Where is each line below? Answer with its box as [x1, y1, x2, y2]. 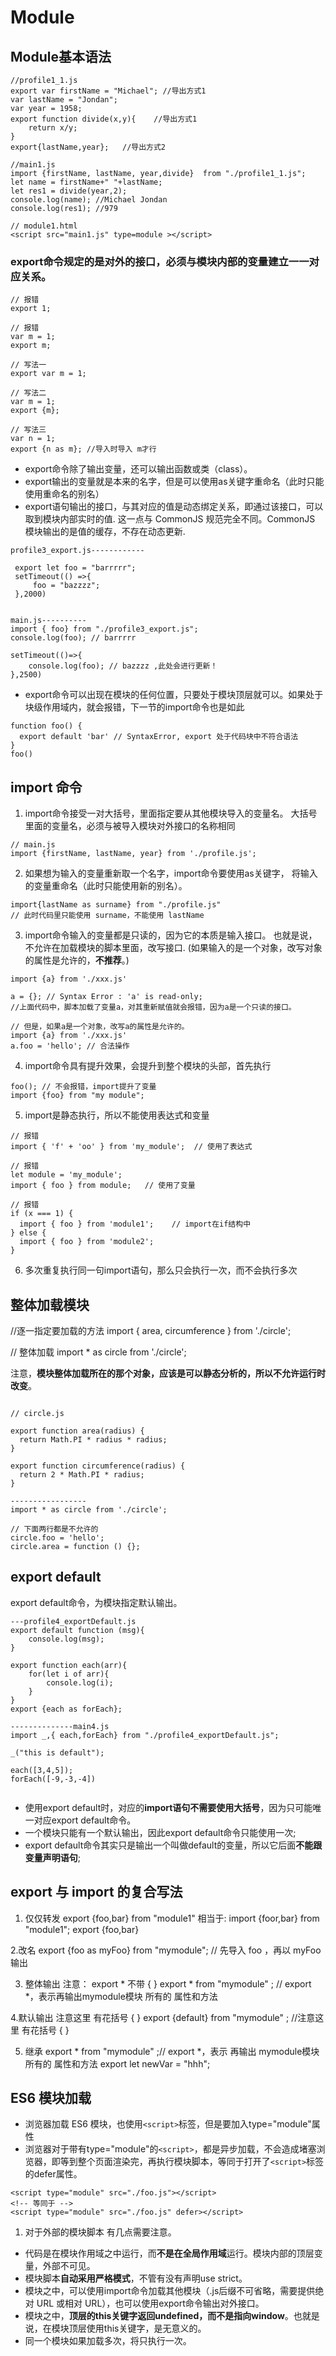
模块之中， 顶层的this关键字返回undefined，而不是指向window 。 [24, 2310, 294, 2322]
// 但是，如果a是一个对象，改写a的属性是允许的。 [10, 1022, 190, 1032]
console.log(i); [46, 1677, 114, 1688]
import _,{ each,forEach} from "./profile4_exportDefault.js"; [10, 1730, 280, 1740]
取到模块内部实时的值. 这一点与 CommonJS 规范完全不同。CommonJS [24, 513, 316, 525]
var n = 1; [10, 434, 56, 444]
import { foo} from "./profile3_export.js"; [10, 624, 199, 635]
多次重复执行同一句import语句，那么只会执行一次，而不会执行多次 [24, 1264, 298, 1276]
